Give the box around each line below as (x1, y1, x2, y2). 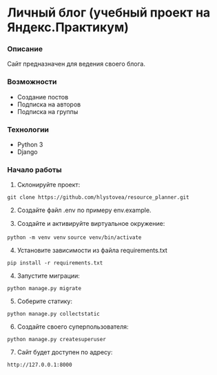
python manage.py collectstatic (7, 311, 100, 318)
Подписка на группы (17, 107, 79, 115)
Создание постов (17, 93, 69, 101)
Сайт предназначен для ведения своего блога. (7, 60, 146, 68)
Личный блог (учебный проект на (7, 5, 211, 21)
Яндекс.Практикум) (7, 19, 129, 35)
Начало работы (7, 165, 62, 174)
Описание (7, 44, 43, 54)
